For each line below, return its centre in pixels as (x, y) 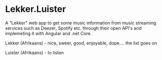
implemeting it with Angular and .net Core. (49, 33)
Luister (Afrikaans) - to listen (34, 53)
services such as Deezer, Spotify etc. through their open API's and (74, 28)
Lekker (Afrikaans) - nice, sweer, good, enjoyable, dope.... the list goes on (81, 43)
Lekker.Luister (36, 9)
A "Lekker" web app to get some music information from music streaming (81, 23)
